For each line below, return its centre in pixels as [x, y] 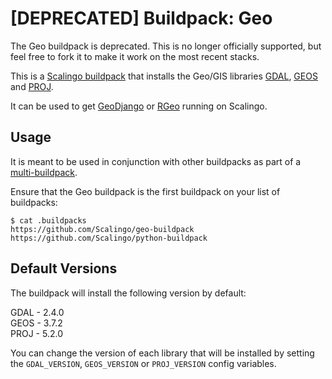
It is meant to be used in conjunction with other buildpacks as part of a [156, 161]
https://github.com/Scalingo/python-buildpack [109, 238]
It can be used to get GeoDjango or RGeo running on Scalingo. [139, 106]
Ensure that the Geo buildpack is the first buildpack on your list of [145, 191]
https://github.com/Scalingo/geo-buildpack [102, 229]
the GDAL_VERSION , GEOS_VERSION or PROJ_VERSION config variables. [143, 363]
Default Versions [64, 268]
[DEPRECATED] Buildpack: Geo [141, 18]
